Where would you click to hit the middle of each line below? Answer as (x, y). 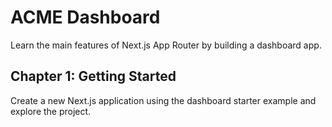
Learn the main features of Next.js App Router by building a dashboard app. (166, 45)
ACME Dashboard (85, 17)
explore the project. (51, 111)
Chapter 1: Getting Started (93, 76)
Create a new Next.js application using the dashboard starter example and (163, 100)
